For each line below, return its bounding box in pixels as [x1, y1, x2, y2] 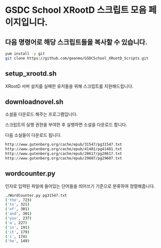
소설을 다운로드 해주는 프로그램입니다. [5, 111, 78, 117]
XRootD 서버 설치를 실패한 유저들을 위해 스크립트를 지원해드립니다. [5, 83, 134, 89]
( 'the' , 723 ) [5, 197, 32, 202]
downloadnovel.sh [5, 97, 64, 106]
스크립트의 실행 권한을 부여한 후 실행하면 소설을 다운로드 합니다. [5, 122, 128, 128]
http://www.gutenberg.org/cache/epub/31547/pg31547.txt [5, 142, 122, 147]
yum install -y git [5, 51, 45, 56]
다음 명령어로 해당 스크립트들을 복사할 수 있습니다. [5, 38, 148, 46]
